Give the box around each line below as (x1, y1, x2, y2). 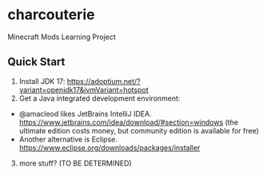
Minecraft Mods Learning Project (7, 32, 117, 42)
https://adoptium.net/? (66, 76, 141, 86)
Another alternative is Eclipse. (18, 134, 118, 144)
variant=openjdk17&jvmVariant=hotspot (18, 85, 149, 94)
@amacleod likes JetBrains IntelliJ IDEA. (18, 109, 153, 118)
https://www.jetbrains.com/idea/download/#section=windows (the (18, 117, 239, 127)
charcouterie (7, 6, 95, 24)
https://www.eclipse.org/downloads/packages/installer (18, 142, 201, 153)
